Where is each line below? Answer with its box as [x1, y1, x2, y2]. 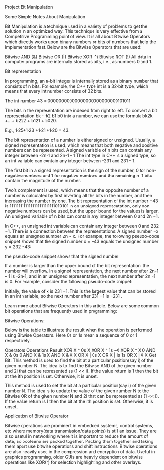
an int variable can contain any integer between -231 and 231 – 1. [5, 158, 136, 164]
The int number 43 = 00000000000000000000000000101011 [5, 98, 131, 104]
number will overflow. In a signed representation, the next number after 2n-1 [5, 268, 159, 274]
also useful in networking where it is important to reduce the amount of [5, 433, 148, 439]
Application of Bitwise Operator [5, 413, 69, 419]
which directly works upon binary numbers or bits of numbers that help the [5, 39, 157, 45]
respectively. [5, 338, 31, 343]
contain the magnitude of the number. [5, 178, 82, 183]
